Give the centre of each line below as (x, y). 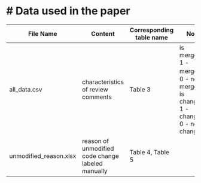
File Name (43, 33)
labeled (92, 163)
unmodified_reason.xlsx (43, 155)
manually (95, 170)
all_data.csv (26, 89)
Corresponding (152, 30)
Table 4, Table (149, 152)
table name (152, 37)
